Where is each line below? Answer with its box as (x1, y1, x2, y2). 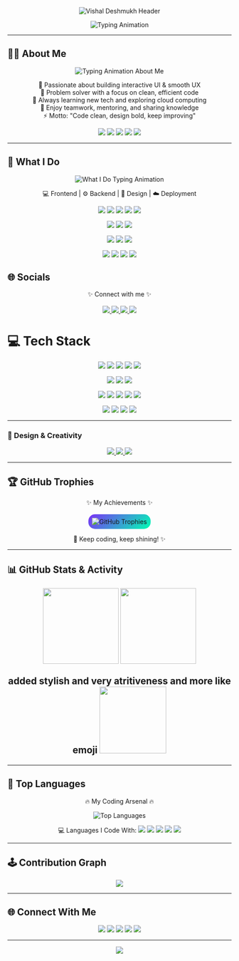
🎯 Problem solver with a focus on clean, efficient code (40, 88, 199, 96)
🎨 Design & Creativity (7, 431, 83, 441)
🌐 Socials (7, 271, 51, 284)
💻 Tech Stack (7, 333, 91, 349)
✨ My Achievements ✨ (86, 499, 153, 507)
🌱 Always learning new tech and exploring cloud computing (32, 95, 207, 104)
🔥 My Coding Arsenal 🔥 (85, 796, 154, 805)
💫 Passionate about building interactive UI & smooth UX (38, 80, 201, 89)
